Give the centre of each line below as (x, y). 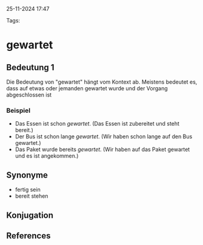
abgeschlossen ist (29, 95)
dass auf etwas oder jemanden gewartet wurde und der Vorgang (87, 88)
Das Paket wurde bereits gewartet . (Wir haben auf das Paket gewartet (102, 149)
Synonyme (27, 175)
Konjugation (30, 215)
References (28, 236)
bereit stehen (32, 196)
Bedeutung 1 (30, 67)
